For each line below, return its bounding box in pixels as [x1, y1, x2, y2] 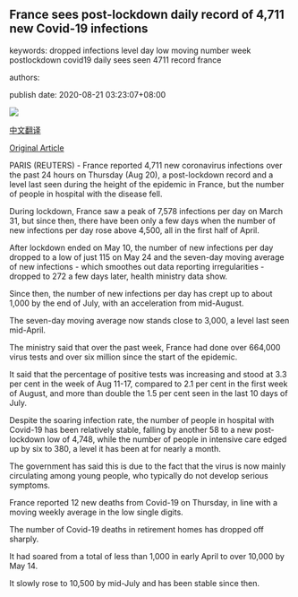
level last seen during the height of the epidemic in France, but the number [9, 178, 285, 189]
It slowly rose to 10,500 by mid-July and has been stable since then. [9, 577, 260, 588]
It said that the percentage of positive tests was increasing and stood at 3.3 [9, 368, 287, 379]
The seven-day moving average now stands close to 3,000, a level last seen [9, 315, 290, 325]
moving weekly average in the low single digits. [9, 506, 183, 517]
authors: [9, 72, 40, 82]
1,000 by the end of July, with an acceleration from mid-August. [9, 298, 244, 308]
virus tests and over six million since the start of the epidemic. [9, 351, 238, 362]
